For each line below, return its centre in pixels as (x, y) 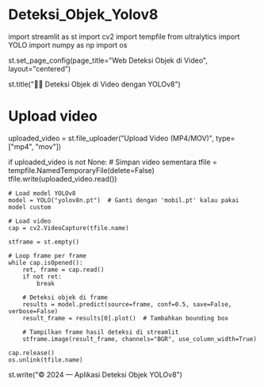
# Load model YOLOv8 (42, 193)
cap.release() (32, 353)
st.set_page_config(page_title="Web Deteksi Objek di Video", (108, 60)
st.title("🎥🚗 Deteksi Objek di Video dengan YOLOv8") (94, 84)
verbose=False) (33, 311)
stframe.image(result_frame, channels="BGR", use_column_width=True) (140, 339)
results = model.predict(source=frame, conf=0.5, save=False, (127, 304)
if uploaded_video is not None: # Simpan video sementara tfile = (113, 162)
